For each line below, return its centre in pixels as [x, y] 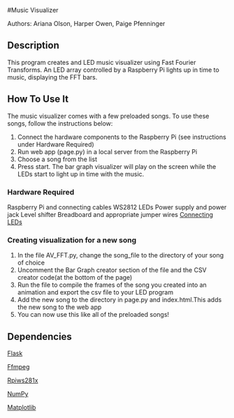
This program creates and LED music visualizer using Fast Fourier [102, 62]
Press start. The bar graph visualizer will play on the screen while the [117, 166]
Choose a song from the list [57, 159]
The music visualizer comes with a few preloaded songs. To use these [108, 116]
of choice [31, 263]
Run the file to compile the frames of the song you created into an [112, 285]
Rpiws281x [23, 380]
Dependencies [39, 337]
